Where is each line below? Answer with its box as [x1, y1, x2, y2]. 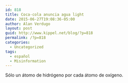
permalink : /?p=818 [5, 35, 46, 40]
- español [10, 53, 30, 59]
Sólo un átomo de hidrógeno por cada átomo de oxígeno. [5, 72, 123, 78]
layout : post [5, 26, 33, 31]
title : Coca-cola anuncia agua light [5, 12, 84, 17]
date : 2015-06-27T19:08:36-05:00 [5, 16, 75, 21]
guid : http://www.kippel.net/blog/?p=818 [5, 30, 93, 35]
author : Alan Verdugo [5, 21, 51, 26]
